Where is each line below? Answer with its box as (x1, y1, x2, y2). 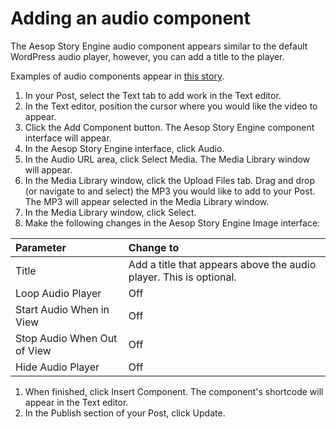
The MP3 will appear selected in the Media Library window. (24, 195, 270, 207)
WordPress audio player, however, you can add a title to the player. (10, 50, 285, 62)
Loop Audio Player (15, 286, 102, 300)
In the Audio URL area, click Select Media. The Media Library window (24, 153, 311, 165)
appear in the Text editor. (24, 396, 129, 408)
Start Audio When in (15, 302, 110, 316)
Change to (128, 240, 180, 254)
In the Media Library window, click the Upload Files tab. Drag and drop (24, 174, 316, 186)
